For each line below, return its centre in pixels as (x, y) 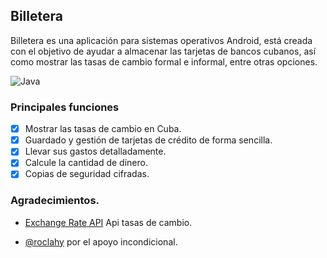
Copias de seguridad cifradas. (87, 174)
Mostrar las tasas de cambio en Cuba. (103, 129)
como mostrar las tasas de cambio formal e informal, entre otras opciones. (164, 61)
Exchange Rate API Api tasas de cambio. (108, 222)
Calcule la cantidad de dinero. (86, 163)
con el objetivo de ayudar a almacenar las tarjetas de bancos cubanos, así (163, 51)
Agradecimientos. (55, 201)
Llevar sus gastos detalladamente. (95, 151)
